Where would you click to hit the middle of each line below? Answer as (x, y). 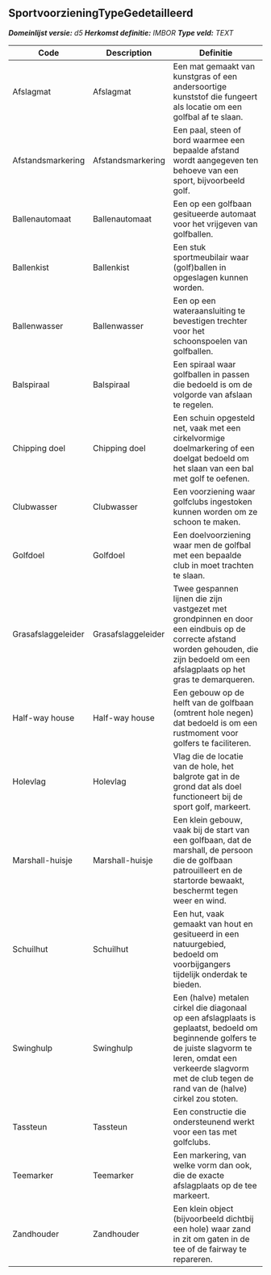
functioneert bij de (208, 797)
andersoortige (200, 86)
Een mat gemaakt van (214, 66)
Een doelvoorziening (212, 535)
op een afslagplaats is (215, 1017)
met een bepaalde (207, 555)
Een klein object (203, 1209)
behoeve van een (206, 170)
